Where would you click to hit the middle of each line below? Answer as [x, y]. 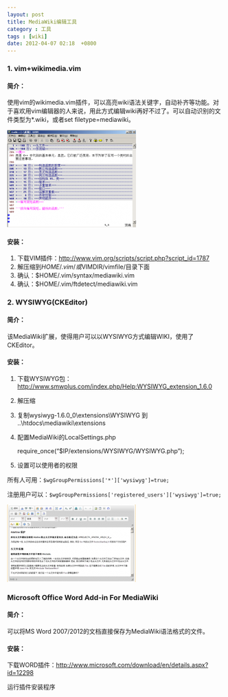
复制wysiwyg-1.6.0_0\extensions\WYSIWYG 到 [82, 415]
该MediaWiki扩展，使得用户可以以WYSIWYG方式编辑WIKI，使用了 [101, 336]
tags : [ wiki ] [27, 37]
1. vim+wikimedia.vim [44, 69]
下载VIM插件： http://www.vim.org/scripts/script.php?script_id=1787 [113, 258]
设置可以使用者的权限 [47, 465]
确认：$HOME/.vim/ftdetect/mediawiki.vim [77, 284]
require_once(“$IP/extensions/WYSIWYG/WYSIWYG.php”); [101, 450]
